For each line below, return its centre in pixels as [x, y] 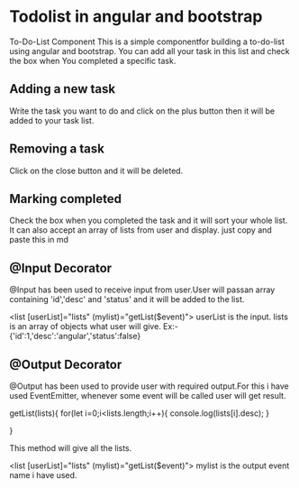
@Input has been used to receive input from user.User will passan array [142, 290]
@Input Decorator [61, 268]
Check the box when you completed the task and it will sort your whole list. [149, 221]
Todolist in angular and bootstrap [136, 17]
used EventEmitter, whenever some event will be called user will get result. [148, 396]
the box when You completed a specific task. [93, 60]
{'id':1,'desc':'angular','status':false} [75, 336]
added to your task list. [52, 120]
